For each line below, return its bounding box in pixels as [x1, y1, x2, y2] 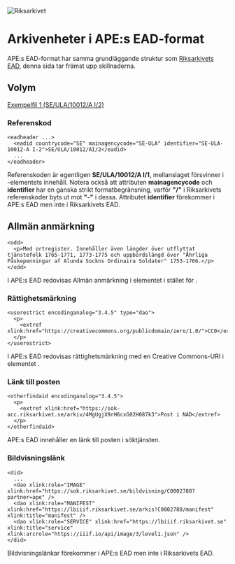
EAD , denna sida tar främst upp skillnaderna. [7, 62, 136, 70]
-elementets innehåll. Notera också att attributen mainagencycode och [7, 178, 213, 187]
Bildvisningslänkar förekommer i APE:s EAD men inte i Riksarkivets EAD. [7, 549, 215, 557]
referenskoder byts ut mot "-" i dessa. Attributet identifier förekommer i [7, 193, 215, 202]
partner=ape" [7, 493, 45, 500]
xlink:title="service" [7, 524, 73, 531]
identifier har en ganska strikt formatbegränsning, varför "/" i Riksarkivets [7, 185, 222, 194]
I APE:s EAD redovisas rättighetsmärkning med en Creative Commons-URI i [7, 352, 224, 360]
